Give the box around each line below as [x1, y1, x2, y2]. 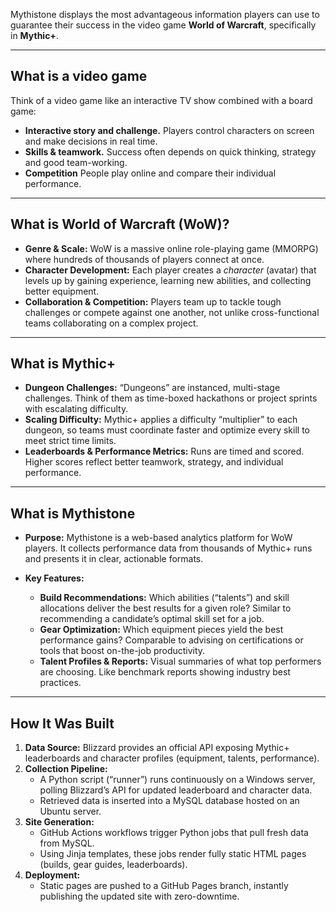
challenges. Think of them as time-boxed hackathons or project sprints [24, 392, 318, 404]
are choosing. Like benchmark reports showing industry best [39, 666, 291, 678]
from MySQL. [39, 837, 95, 849]
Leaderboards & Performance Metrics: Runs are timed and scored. [24, 445, 305, 458]
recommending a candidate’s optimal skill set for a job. [39, 613, 265, 625]
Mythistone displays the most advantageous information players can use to [10, 9, 320, 20]
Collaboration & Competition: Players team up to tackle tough [24, 295, 282, 308]
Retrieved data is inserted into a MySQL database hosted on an [39, 795, 300, 807]
